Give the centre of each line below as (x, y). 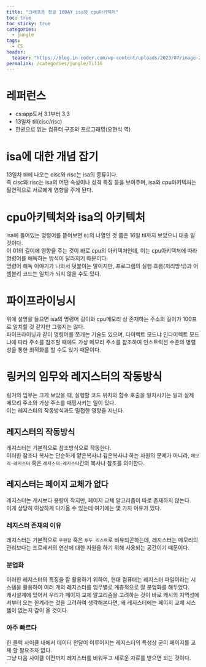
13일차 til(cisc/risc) (39, 122)
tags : (13, 41)
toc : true (19, 18)
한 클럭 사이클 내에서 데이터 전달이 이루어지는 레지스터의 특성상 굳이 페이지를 (98, 642)
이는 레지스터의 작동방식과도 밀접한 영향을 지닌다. (65, 411)
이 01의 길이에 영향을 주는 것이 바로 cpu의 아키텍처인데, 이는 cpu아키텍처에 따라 (102, 251)
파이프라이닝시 (41, 301)
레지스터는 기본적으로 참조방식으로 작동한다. (59, 448)
